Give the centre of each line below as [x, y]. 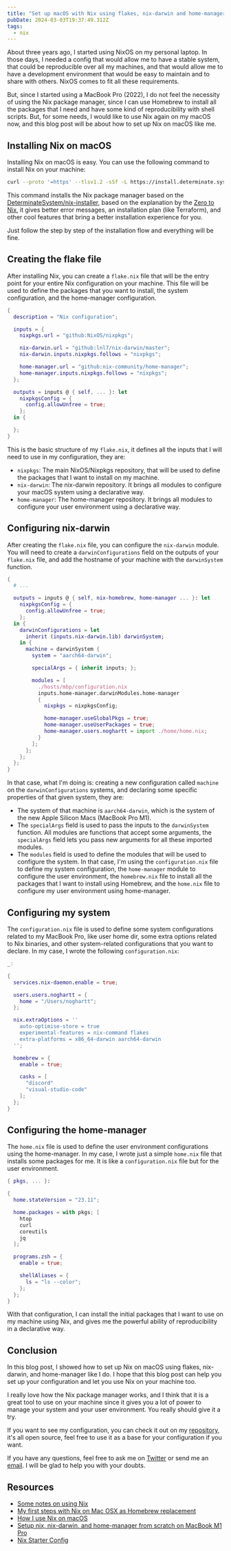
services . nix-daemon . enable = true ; [66, 982]
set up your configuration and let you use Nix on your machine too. [102, 1382]
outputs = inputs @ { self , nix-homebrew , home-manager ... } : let [112, 598]
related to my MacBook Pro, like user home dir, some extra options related [112, 936]
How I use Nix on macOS [52, 1518]
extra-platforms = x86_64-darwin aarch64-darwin [90, 1039]
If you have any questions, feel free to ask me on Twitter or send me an [108, 1458]
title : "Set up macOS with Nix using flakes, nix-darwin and [97, 13]
